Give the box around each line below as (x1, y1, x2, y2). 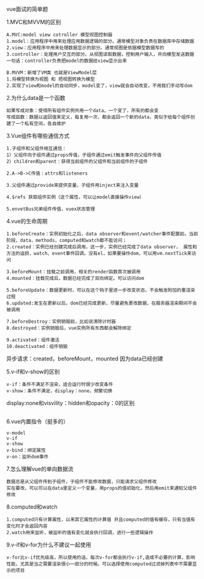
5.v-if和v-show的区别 (6, 368, 60, 375)
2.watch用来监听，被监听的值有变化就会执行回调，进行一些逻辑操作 (6, 529, 154, 535)
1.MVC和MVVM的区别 (6, 18, 61, 26)
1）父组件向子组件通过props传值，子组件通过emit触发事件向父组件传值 (6, 152, 162, 158)
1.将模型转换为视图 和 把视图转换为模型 (6, 76, 95, 82)
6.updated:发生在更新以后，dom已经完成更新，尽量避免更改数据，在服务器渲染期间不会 (6, 300, 197, 306)
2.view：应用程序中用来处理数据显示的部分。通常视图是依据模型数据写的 (6, 45, 164, 51)
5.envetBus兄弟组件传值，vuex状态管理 (6, 206, 96, 212)
